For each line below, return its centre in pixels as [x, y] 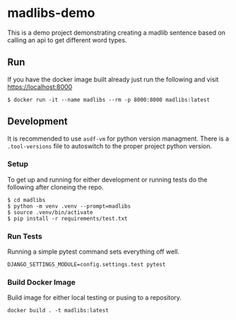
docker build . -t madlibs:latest [58, 311]
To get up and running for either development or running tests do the [107, 179]
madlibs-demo [51, 13]
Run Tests [25, 236]
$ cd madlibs [26, 200]
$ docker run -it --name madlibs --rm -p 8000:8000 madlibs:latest [109, 100]
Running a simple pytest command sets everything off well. [94, 251]
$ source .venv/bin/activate [50, 212]
